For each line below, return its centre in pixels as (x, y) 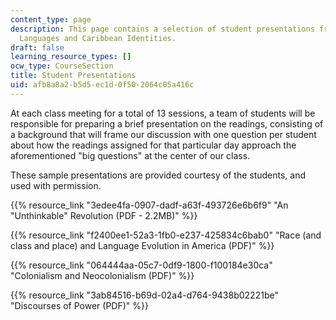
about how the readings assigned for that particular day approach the (153, 145)
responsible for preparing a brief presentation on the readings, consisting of (167, 123)
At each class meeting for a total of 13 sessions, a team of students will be (163, 113)
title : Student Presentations (73, 76)
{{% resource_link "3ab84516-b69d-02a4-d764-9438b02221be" (144, 295)
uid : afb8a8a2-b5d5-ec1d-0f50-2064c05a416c (102, 85)
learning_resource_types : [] (71, 57)
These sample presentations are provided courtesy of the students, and (158, 175)
